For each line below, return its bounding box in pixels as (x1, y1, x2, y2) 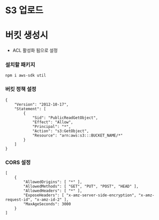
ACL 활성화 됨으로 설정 (12, 48, 58, 54)
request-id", (5, 197, 33, 202)
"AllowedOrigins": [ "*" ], (23, 180, 82, 185)
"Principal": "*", (32, 124, 71, 129)
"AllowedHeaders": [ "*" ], (23, 188, 82, 194)
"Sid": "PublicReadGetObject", (32, 115, 98, 120)
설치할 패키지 (5, 61, 35, 68)
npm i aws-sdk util (5, 73, 46, 78)
